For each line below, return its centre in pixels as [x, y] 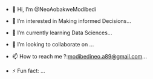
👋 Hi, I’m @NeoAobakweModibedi [54, 9]
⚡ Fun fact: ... [28, 71]
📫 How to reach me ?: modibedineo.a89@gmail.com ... [79, 56]
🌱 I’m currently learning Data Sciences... [62, 33]
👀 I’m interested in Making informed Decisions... [72, 21]
